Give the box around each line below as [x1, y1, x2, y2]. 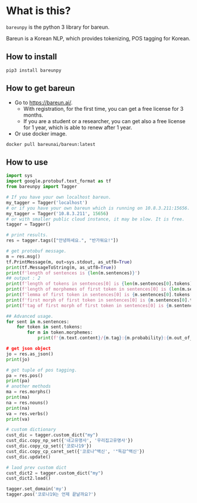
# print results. [6, 232, 49, 238]
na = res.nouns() [6, 400, 49, 406]
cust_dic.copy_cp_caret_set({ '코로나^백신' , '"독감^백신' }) [6, 448, 145, 454]
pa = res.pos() [6, 372, 43, 379]
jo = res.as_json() [6, 351, 54, 357]
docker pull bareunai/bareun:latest [6, 141, 96, 147]
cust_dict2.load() [6, 475, 51, 481]
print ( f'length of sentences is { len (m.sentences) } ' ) [6, 270, 141, 276]
